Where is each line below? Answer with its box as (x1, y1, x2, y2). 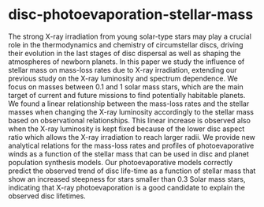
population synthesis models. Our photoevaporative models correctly (8, 157, 233, 167)
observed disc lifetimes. (8, 191, 87, 201)
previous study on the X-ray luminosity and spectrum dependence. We (8, 73, 238, 83)
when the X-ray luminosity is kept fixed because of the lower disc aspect (8, 124, 245, 134)
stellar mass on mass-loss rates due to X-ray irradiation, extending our (8, 65, 237, 74)
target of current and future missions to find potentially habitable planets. (8, 90, 246, 100)
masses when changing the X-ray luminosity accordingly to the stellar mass (8, 107, 255, 116)
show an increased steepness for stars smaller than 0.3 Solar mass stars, (8, 174, 246, 183)
